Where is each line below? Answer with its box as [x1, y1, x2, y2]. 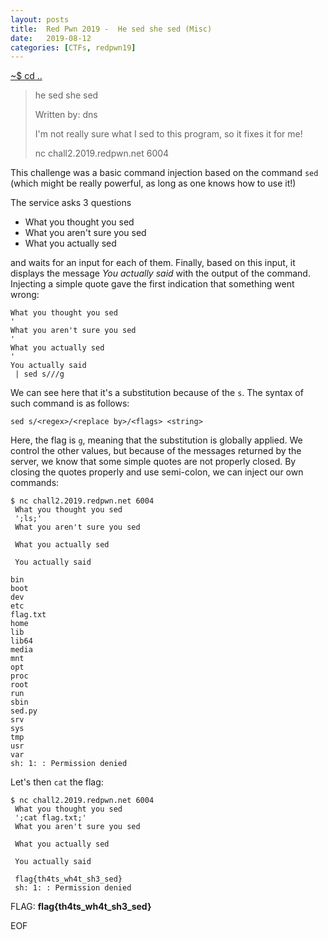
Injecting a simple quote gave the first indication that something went [10, 278, 295, 290]
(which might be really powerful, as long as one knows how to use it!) [10, 177, 297, 190]
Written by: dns [34, 109, 98, 121]
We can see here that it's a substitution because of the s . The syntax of [10, 387, 304, 399]
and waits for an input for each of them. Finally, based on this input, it [10, 257, 296, 269]
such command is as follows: [10, 397, 130, 410]
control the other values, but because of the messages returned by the [10, 445, 302, 457]
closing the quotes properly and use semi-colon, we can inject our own [10, 466, 304, 478]
